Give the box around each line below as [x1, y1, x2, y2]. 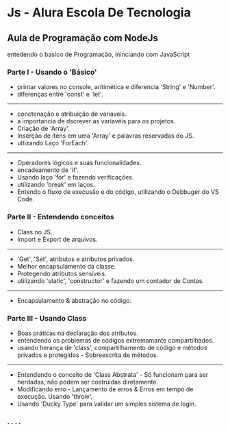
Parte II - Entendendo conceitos [7, 212, 114, 222]
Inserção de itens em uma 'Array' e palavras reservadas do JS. [16, 132, 194, 140]
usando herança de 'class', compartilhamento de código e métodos [16, 343, 207, 352]
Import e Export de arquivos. [16, 235, 98, 243]
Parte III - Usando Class [7, 313, 87, 323]
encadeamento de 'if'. [16, 166, 79, 174]
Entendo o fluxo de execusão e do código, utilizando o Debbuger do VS [16, 188, 219, 196]
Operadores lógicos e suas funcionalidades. [16, 159, 142, 167]
